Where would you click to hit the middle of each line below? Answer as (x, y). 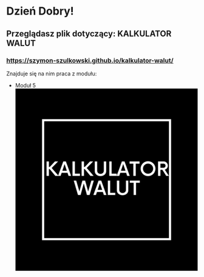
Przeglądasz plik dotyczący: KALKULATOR (89, 34)
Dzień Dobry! (40, 11)
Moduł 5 (25, 85)
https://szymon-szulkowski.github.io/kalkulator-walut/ (90, 60)
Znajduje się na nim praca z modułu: (52, 74)
